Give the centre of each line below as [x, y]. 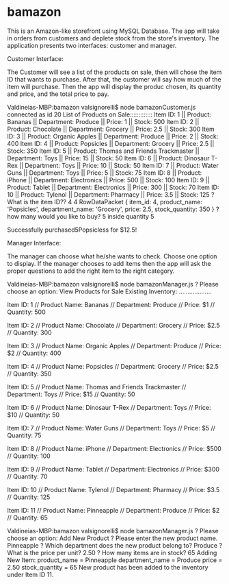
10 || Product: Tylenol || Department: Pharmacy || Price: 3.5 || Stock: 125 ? [111, 194]
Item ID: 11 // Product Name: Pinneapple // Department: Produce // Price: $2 [113, 510]
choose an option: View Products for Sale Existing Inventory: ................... [109, 291]
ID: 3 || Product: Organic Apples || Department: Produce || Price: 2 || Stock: [113, 136]
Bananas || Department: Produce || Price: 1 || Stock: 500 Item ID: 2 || [103, 121]
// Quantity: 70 [27, 476]
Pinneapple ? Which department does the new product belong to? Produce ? [115, 545]
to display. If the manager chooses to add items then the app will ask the [109, 263]
